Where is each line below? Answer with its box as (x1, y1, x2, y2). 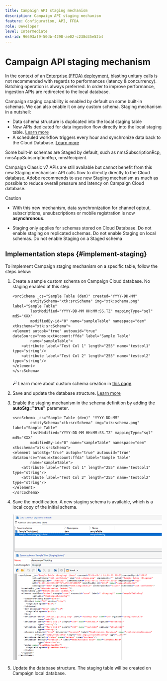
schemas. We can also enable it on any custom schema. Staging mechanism (5, 104, 162, 110)
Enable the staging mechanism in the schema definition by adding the (12, 400, 156, 406)
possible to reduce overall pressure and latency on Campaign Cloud (5, 180, 144, 186)
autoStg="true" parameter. (12, 405, 69, 411)
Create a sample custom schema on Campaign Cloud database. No (12, 278, 151, 284)
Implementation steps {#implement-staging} (5, 250, 147, 258)
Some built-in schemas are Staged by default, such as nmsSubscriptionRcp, (5, 149, 161, 155)
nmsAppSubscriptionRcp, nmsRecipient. (5, 154, 88, 160)
